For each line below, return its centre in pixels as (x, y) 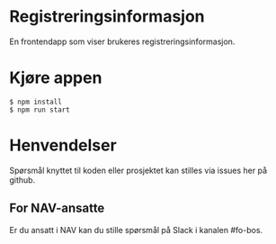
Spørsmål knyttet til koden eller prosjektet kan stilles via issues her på (138, 170)
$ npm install (36, 102)
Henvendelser (63, 145)
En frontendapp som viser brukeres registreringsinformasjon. (122, 41)
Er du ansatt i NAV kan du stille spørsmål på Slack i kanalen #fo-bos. (136, 230)
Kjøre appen (56, 78)
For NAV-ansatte (57, 208)
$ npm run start (40, 110)
